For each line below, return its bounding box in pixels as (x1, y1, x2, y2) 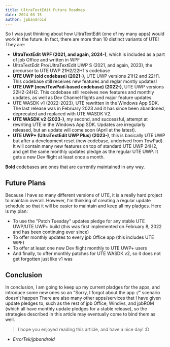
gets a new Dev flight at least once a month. (12, 154, 105, 160)
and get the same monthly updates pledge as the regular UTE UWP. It (12, 148, 158, 155)
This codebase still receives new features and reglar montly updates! (12, 78, 157, 84)
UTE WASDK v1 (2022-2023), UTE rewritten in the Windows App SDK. (12, 100, 159, 106)
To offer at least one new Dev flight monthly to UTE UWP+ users (12, 245, 147, 251)
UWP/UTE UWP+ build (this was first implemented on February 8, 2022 (12, 224, 162, 230)
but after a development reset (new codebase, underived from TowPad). (12, 138, 164, 144)
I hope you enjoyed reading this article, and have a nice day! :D (17, 326, 150, 332)
